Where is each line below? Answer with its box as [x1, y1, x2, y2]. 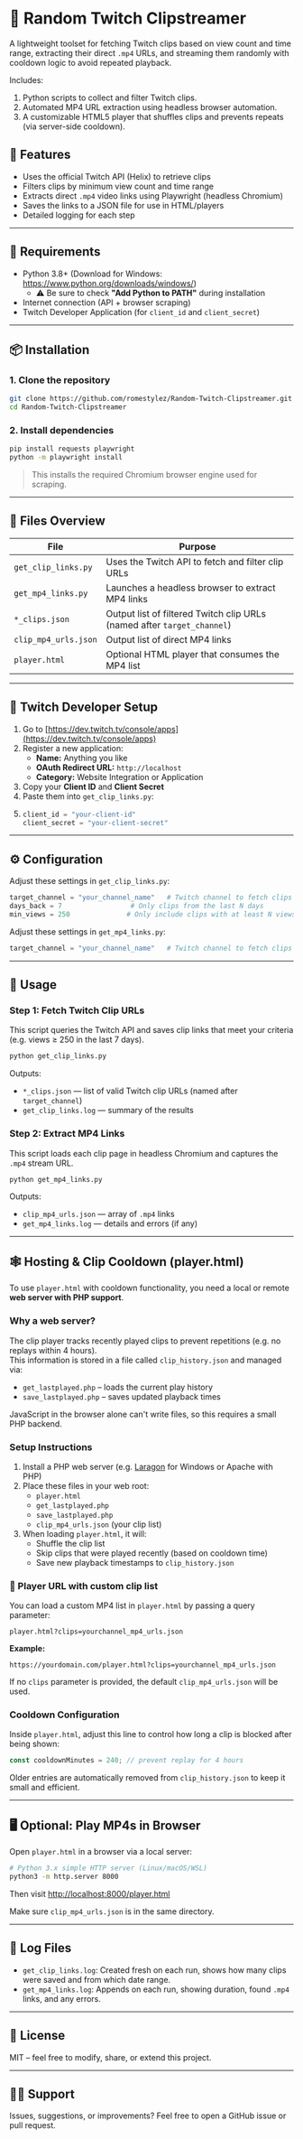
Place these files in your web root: [22, 1480, 150, 1491]
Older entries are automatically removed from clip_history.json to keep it [9, 1772, 286, 1783]
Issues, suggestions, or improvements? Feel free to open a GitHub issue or [9, 2110, 287, 2121]
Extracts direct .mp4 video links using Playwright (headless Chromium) [22, 190, 284, 201]
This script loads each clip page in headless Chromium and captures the [9, 1148, 279, 1158]
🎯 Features [9, 147, 71, 163]
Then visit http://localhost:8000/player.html [9, 1888, 170, 1899]
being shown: [9, 1738, 60, 1750]
